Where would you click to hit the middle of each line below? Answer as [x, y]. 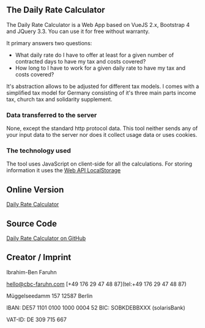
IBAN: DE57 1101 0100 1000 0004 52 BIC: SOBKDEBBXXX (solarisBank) [96, 307]
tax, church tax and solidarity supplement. [59, 99]
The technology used [39, 151]
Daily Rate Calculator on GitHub [46, 238]
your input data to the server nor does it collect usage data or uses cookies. [102, 135]
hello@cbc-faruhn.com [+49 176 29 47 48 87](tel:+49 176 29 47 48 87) [96, 284]
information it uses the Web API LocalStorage [64, 170]
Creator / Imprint [39, 257]
